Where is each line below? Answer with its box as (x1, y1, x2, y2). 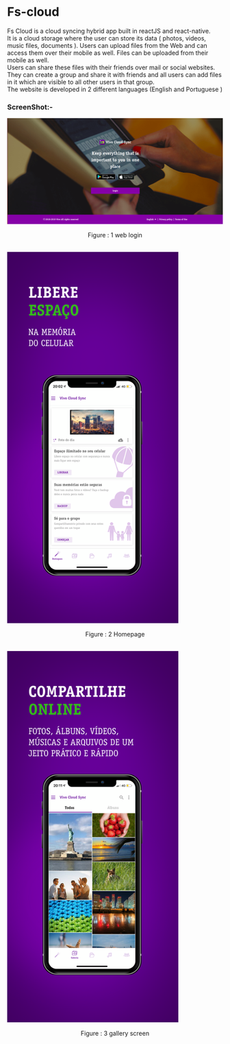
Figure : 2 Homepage (85, 630, 145, 638)
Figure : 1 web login (88, 230, 142, 239)
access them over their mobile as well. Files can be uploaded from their (7, 49, 209, 57)
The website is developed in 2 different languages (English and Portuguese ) (7, 85, 223, 93)
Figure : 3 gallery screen (81, 1029, 149, 1037)
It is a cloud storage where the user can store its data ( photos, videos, (7, 34, 207, 42)
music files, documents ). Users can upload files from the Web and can (7, 41, 207, 49)
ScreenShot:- (7, 102, 53, 112)
